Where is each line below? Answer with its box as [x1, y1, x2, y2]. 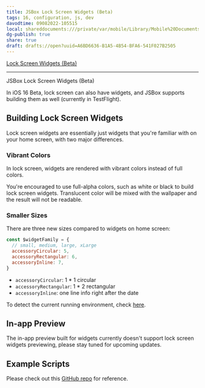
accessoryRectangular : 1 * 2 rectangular [15, 283, 116, 290]
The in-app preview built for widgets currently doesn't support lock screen [6, 334, 194, 342]
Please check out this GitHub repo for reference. [6, 375, 128, 383]
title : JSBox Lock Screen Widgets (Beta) [6, 9, 113, 15]
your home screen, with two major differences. [6, 135, 124, 143]
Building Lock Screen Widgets [6, 113, 123, 124]
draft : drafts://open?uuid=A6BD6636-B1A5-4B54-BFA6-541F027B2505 [6, 43, 176, 49]
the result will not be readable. [6, 196, 83, 203]
